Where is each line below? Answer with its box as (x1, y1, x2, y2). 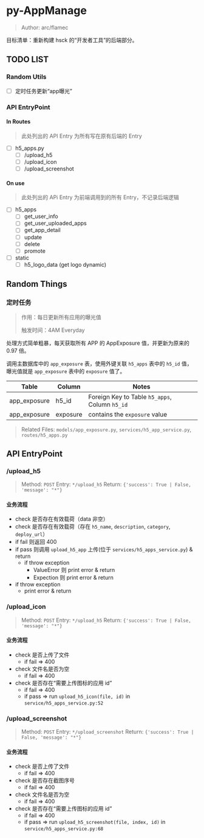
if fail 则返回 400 (15, 538, 57, 546)
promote (24, 247, 46, 255)
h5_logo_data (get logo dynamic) (24, 261, 107, 268)
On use (6, 179, 25, 186)
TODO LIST (6, 54, 49, 65)
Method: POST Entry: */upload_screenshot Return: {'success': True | (21, 728, 194, 736)
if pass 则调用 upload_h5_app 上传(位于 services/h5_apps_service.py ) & (15, 546, 193, 553)
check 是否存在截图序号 (15, 777, 75, 784)
